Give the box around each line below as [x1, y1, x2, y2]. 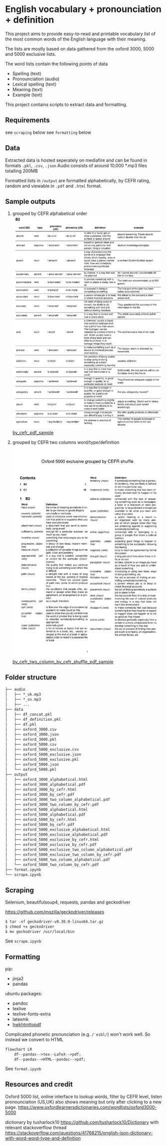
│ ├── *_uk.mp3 [5, 692, 41, 697]
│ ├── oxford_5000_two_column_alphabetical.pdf [5, 857, 111, 863]
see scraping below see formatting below [5, 129, 91, 135]
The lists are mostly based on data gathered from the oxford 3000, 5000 [5, 46, 155, 52]
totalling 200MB [5, 168, 38, 174]
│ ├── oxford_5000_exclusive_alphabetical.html [5, 827, 111, 832]
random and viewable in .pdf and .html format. [5, 183, 102, 189]
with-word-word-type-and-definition [5, 1135, 81, 1141]
